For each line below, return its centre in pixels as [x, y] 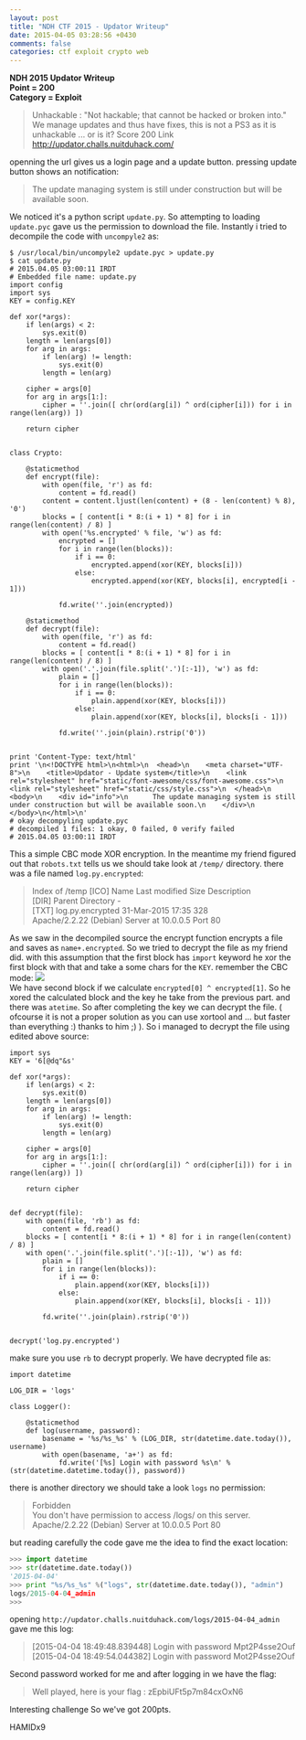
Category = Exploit [46, 98]
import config [37, 285]
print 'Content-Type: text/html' [73, 757]
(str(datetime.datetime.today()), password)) [97, 1471]
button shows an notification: [64, 172]
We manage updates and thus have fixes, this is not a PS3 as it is [154, 125]
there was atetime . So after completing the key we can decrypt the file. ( [146, 1008]
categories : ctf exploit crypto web [79, 52]
